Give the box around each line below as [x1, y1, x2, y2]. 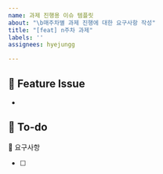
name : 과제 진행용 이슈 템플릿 [8, 11, 94, 20]
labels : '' [8, 33, 44, 42]
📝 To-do [8, 120, 48, 134]
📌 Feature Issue [8, 76, 85, 91]
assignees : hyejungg [8, 41, 76, 49]
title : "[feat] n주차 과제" [8, 26, 93, 34]
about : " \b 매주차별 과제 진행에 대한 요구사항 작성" [8, 19, 156, 27]
